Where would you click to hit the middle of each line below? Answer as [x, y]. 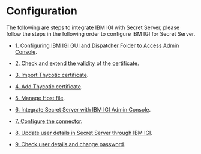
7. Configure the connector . [49, 121]
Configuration [42, 11]
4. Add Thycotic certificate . [49, 86]
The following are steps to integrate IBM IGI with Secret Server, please [93, 27]
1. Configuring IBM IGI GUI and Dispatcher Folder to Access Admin [97, 45]
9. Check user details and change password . [70, 144]
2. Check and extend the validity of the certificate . [77, 63]
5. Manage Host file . [40, 98]
